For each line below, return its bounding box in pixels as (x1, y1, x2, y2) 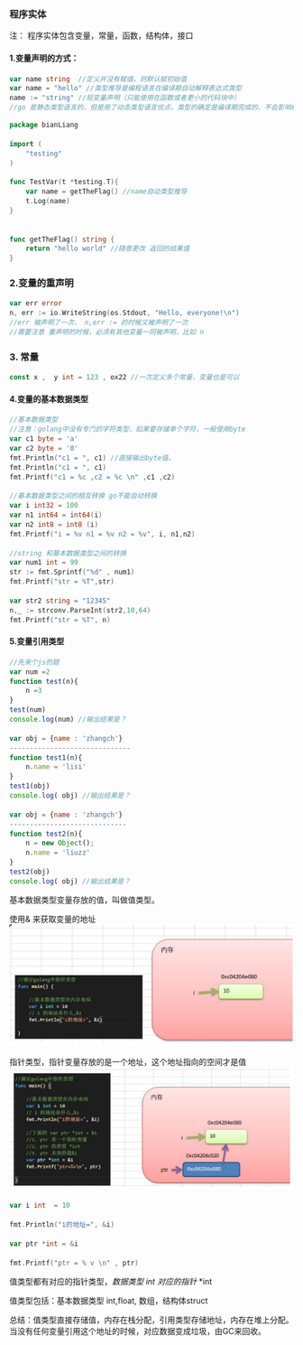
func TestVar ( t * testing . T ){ (9, 178, 119, 187)
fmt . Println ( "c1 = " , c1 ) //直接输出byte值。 (9, 453, 176, 462)
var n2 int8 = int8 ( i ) (9, 519, 99, 529)
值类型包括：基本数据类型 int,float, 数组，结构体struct (9, 1294, 208, 1306)
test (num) (9, 705, 47, 715)
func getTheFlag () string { (9, 235, 115, 244)
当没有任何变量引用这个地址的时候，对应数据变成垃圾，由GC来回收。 (9, 1325, 266, 1336)
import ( (9, 139, 42, 148)
